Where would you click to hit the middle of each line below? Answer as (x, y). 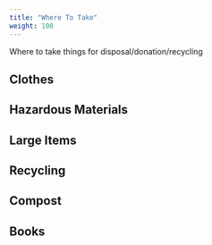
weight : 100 (31, 26)
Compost (36, 201)
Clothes (32, 79)
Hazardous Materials (68, 110)
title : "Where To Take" (54, 17)
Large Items (43, 140)
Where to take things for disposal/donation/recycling (106, 51)
